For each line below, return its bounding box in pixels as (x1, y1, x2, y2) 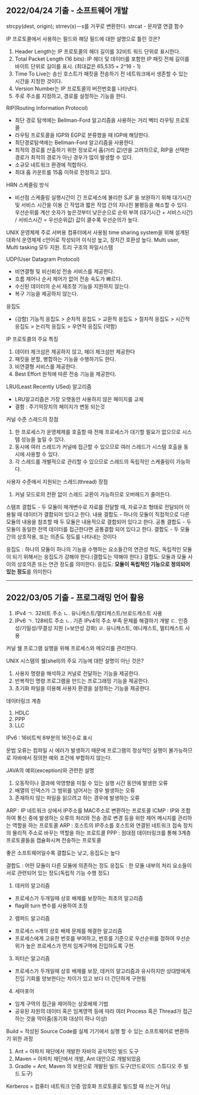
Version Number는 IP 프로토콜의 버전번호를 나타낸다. (14, 85, 139, 92)
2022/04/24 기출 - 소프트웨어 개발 (6, 5, 129, 16)
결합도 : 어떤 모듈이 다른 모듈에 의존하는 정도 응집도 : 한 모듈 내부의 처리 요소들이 (6, 861, 192, 869)
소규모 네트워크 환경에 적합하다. (14, 161, 88, 168)
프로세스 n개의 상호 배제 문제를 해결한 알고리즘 (14, 927, 123, 934)
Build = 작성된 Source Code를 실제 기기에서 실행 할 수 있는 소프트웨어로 (6, 1027, 174, 1034)
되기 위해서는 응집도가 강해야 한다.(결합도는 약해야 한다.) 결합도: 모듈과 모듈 (12, 553, 187, 560)
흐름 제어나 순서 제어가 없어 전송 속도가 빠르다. (14, 275, 123, 282)
